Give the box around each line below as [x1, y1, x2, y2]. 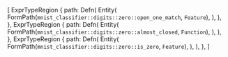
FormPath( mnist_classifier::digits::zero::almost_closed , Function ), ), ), [7, 27, 222, 36]
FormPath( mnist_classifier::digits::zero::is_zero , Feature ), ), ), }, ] [7, 43, 211, 50]
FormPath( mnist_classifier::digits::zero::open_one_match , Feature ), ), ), [7, 13, 222, 21]
